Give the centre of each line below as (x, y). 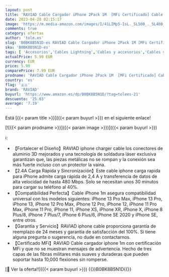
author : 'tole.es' (24, 38)
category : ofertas (24, 33)
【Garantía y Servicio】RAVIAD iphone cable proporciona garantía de (84, 226)
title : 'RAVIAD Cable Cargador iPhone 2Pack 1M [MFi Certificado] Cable (84, 15)
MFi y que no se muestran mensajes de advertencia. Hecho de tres (82, 249)
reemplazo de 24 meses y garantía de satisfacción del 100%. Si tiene (84, 232)
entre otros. (24, 220)
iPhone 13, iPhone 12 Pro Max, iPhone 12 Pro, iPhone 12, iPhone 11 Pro (84, 204)
